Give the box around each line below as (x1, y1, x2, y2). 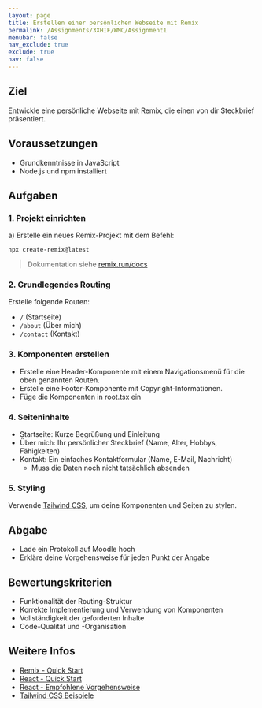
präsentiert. (8, 114, 46, 123)
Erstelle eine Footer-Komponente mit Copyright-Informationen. (19, 383, 223, 393)
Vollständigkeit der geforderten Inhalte (19, 613, 145, 623)
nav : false (8, 56, 44, 64)
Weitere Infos (8, 644, 76, 658)
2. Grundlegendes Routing (8, 279, 112, 290)
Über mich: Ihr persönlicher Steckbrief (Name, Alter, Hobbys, (19, 438, 218, 448)
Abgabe (8, 524, 49, 537)
